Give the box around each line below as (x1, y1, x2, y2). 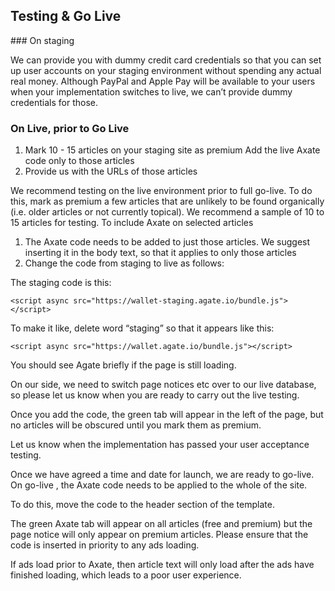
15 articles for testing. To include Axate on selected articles (10, 217, 254, 229)
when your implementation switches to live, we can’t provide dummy (10, 85, 293, 98)
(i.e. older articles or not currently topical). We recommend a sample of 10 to (10, 206, 325, 218)
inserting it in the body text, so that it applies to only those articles (24, 247, 297, 259)
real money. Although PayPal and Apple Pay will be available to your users (10, 75, 316, 87)
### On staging (10, 34, 75, 46)
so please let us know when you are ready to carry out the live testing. (10, 389, 300, 401)
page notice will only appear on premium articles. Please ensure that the (10, 529, 309, 541)
